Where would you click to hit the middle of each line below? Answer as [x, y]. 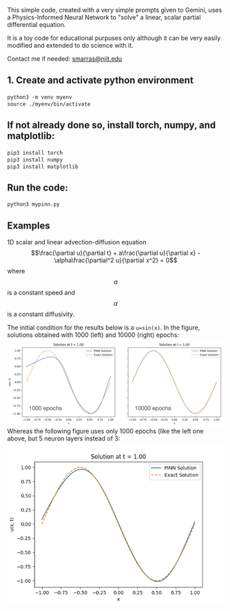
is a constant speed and [41, 293]
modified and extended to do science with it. [71, 45]
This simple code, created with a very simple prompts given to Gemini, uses [115, 10]
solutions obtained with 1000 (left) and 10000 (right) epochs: [93, 335]
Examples [29, 225]
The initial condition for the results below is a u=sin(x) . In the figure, [104, 328]
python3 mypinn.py [33, 204]
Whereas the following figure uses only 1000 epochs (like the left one [105, 431]
